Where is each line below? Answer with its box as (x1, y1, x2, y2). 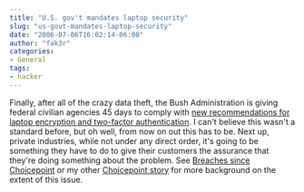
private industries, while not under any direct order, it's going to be (9, 135, 259, 146)
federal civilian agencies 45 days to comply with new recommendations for (9, 106, 290, 118)
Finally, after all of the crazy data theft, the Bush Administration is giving (9, 97, 279, 108)
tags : (9, 64, 30, 73)
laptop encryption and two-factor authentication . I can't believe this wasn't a (9, 116, 296, 127)
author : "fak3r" (9, 38, 71, 48)
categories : (9, 47, 54, 56)
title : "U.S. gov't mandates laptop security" (9, 13, 189, 23)
